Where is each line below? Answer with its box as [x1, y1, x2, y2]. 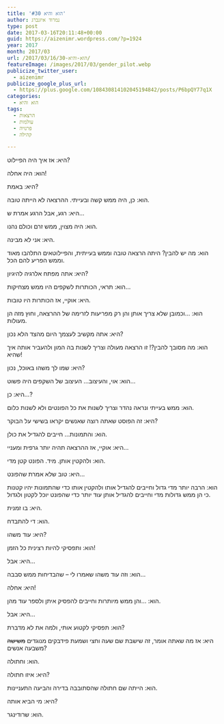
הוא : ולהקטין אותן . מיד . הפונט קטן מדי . [7, 457, 106, 465]
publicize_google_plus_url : [7, 80, 87, 87]
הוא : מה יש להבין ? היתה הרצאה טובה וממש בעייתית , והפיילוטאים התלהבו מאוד [7, 249, 209, 257]
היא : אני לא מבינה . [7, 236, 55, 244]
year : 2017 [7, 42, 38, 49]
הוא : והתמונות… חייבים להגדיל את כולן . [7, 430, 108, 439]
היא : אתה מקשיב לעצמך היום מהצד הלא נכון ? [7, 330, 124, 338]
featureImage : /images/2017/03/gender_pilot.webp [7, 61, 152, 68]
